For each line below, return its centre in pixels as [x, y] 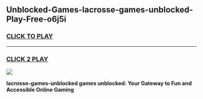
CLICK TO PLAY [30, 37]
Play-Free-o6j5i [36, 19]
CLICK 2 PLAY [27, 59]
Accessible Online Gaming [40, 89]
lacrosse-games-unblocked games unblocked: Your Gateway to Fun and [99, 83]
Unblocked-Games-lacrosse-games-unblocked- [100, 10]
